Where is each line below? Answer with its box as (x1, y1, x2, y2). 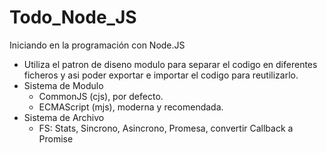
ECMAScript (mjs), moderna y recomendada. (38, 101, 224, 113)
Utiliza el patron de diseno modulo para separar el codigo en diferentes (23, 58, 318, 70)
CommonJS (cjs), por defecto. (38, 90, 164, 102)
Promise (38, 132, 74, 145)
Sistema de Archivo (23, 111, 105, 123)
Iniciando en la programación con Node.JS (9, 39, 186, 51)
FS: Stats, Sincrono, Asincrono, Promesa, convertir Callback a (38, 122, 294, 134)
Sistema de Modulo (23, 79, 104, 91)
